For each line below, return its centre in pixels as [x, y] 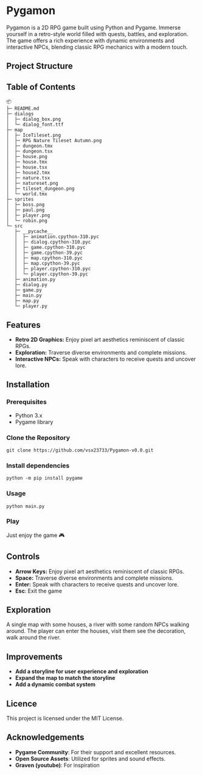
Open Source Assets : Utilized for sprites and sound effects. [90, 759]
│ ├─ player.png [28, 215]
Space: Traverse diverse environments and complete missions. [94, 578]
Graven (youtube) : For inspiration [57, 765]
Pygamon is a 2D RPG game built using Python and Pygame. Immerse [94, 27]
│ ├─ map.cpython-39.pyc [47, 264]
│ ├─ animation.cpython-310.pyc [57, 237]
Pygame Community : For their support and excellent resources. [96, 752]
